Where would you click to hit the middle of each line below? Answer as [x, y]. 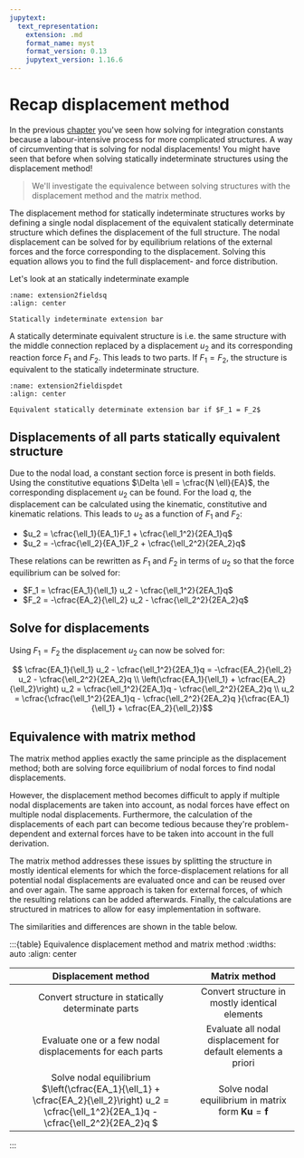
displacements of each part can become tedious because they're [131, 825]
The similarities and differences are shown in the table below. [123, 927]
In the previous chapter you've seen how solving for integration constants [147, 130]
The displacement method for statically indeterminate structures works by [147, 213]
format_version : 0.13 [66, 52]
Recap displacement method [119, 105]
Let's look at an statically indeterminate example [100, 278]
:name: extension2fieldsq [58, 295]
